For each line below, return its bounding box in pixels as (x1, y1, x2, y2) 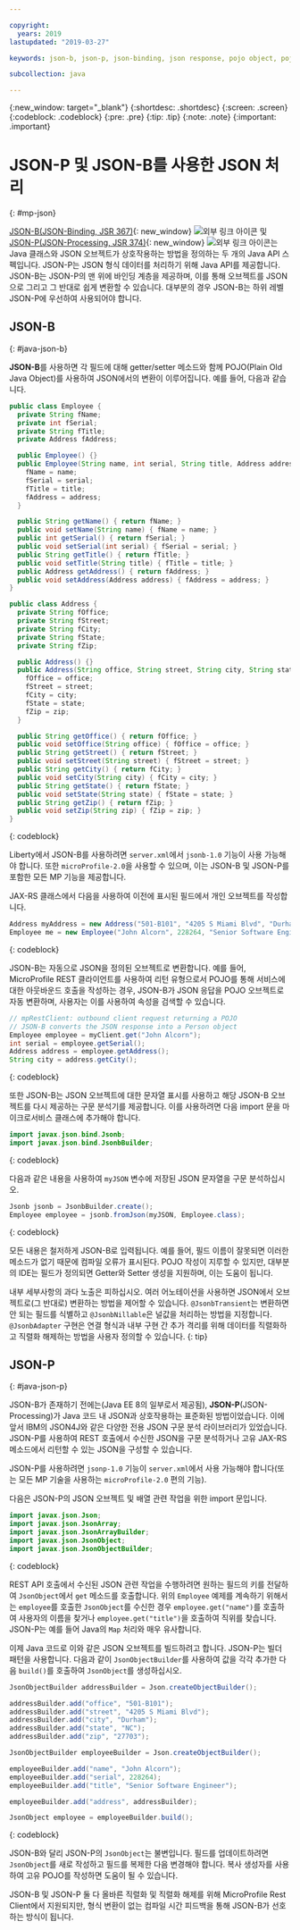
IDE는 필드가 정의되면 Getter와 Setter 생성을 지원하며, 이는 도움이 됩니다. (18, 1267, 274, 1278)
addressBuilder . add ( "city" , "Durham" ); (9, 1716, 158, 1724)
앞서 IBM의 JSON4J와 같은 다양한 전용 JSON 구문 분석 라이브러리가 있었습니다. (9, 1422, 287, 1432)
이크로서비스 (9, 1112, 54, 1123)
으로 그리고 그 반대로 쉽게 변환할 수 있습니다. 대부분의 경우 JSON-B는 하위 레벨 (9, 282, 284, 293)
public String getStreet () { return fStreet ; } (17, 748, 198, 758)
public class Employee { (9, 401, 102, 411)
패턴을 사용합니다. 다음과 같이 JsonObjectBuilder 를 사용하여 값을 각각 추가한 (9, 1654, 278, 1665)
